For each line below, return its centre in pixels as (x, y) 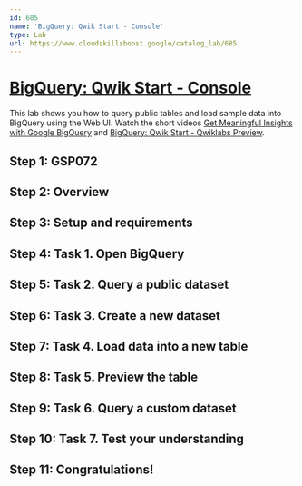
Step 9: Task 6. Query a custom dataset (123, 408)
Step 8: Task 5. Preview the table (103, 377)
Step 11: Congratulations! (82, 470)
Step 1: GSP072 (54, 161)
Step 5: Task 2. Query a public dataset (119, 285)
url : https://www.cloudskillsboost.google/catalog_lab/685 (123, 43)
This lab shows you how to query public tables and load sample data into (146, 114)
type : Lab (28, 35)
